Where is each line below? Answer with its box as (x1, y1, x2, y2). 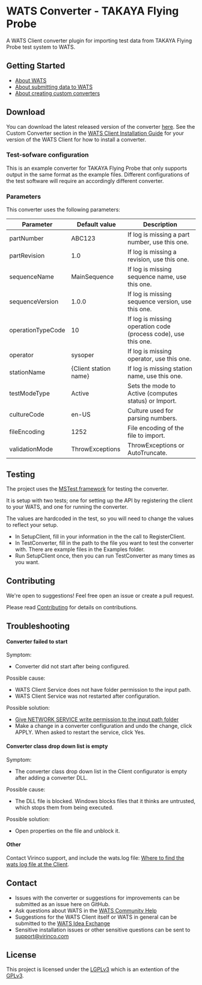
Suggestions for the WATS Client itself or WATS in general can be (14, 913, 177, 921)
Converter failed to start (6, 638, 68, 645)
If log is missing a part (127, 231, 190, 239)
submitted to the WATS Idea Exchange (14, 919, 110, 927)
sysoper (71, 351, 94, 359)
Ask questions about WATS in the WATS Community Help (14, 907, 158, 914)
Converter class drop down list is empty (6, 742, 108, 750)
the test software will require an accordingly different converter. (6, 177, 164, 184)
